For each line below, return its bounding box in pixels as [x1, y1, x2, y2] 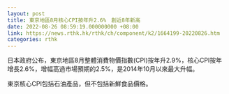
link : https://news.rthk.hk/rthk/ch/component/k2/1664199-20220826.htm [7, 29, 220, 37]
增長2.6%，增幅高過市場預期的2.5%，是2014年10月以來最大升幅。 [7, 65, 199, 73]
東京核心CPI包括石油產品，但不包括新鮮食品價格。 [7, 79, 152, 88]
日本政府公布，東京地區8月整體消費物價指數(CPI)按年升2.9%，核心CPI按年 [7, 56, 222, 65]
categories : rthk [7, 36, 58, 43]
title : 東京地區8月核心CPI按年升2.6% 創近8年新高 [7, 17, 141, 24]
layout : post [7, 10, 45, 17]
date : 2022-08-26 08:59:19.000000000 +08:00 [7, 23, 139, 30]
